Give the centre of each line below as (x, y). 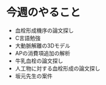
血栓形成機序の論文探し (44, 30)
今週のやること (44, 12)
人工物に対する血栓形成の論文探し (58, 68)
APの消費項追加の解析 (43, 53)
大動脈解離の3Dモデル (43, 46)
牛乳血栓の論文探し (39, 61)
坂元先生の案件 (34, 76)
